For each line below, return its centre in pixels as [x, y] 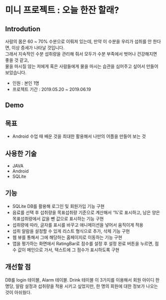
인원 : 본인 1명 [26, 83]
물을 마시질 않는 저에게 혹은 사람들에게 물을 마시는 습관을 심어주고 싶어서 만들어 [82, 66]
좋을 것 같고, [17, 60]
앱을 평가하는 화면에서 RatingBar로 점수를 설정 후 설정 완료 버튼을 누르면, [83, 243]
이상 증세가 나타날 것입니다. [38, 48]
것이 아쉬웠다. [19, 292]
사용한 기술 [21, 153]
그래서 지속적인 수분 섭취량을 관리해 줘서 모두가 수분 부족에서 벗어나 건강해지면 [81, 54]
